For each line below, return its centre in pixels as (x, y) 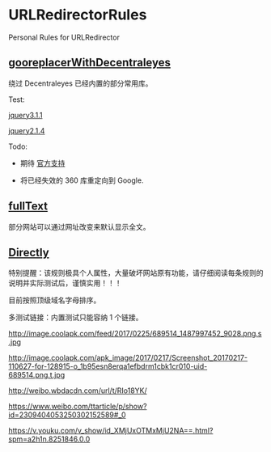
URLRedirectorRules (78, 15)
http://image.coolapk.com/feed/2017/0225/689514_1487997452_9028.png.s (135, 334)
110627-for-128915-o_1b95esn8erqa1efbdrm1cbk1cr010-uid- (108, 366)
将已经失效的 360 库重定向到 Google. (82, 180)
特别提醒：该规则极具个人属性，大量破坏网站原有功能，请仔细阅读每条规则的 (136, 273)
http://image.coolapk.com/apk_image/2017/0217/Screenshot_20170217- (128, 358)
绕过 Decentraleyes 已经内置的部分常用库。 (80, 83)
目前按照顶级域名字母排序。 (55, 300)
